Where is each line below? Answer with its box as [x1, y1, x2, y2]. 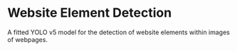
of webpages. [7, 35, 48, 43]
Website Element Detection [7, 5, 172, 21]
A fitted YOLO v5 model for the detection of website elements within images [7, 28, 230, 36]
